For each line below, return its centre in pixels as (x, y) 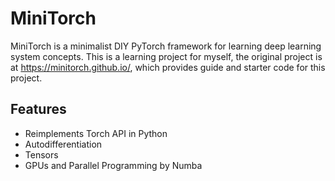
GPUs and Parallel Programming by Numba (113, 165)
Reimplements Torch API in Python (96, 133)
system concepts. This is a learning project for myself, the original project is (166, 56)
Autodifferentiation (63, 144)
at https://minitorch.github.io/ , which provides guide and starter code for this (168, 67)
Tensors (41, 154)
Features (38, 109)
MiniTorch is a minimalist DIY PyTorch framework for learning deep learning (166, 46)
